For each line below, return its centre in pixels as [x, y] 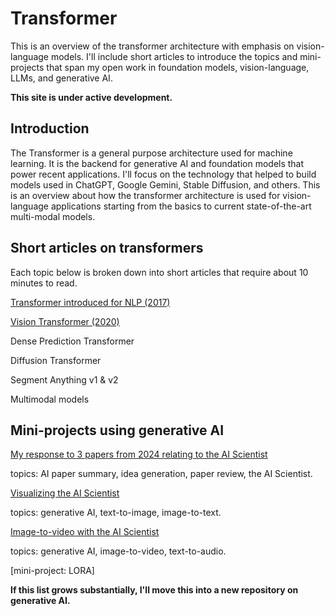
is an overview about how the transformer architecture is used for [145, 195]
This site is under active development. [91, 97]
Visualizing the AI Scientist [65, 493]
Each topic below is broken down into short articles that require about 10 [159, 272]
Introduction [50, 128]
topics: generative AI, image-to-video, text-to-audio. [118, 551]
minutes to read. [44, 283]
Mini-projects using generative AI [117, 430]
